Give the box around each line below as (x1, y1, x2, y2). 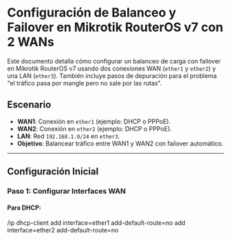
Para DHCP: (7, 203, 41, 212)
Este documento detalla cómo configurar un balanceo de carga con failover (7, 57, 221, 65)
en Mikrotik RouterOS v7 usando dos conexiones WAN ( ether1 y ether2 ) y (7, 64, 217, 72)
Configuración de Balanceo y (7, 5, 177, 21)
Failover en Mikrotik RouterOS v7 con (7, 19, 223, 35)
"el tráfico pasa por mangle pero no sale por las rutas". (7, 79, 162, 87)
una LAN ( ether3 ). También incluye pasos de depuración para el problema (7, 71, 217, 80)
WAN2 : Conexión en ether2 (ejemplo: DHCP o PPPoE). (16, 124, 172, 132)
